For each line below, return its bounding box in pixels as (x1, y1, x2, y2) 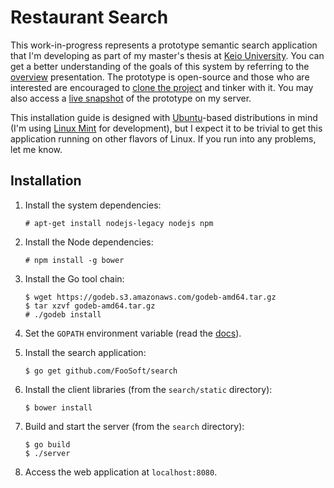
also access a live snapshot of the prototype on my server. (10, 92, 252, 104)
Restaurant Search (10, 6, 169, 29)
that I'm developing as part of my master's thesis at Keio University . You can (10, 49, 325, 61)
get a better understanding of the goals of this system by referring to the (10, 60, 310, 72)
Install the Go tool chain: (24, 272, 125, 285)
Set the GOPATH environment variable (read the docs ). (24, 327, 242, 339)
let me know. (10, 143, 63, 155)
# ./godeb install (24, 309, 102, 320)
